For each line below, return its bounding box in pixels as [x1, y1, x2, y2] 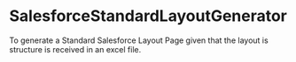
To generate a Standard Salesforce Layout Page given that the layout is [9, 35, 269, 45]
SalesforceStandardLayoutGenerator [9, 6, 288, 26]
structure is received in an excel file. [9, 44, 142, 54]
